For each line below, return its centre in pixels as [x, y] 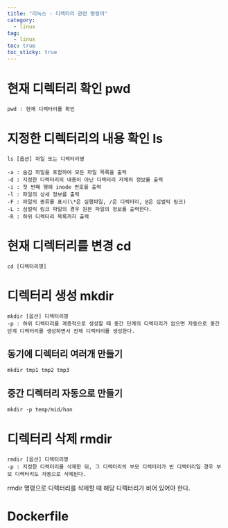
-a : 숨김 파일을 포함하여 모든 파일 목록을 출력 [67, 172]
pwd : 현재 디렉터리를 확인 [41, 109]
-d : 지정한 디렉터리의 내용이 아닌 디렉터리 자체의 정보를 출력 [85, 180]
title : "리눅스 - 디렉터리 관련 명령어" [58, 14]
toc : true [21, 46]
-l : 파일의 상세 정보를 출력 [43, 194]
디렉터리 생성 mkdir [61, 296]
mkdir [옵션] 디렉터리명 [38, 316]
